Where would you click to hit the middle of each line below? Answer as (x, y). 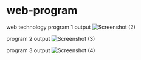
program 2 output (28, 38)
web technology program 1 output (49, 27)
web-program (42, 10)
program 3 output (28, 50)
